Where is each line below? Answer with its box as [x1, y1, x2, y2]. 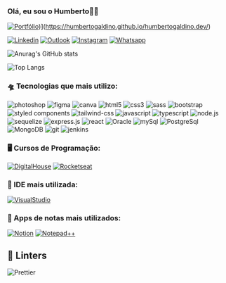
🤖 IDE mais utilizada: [7, 180, 79, 189]
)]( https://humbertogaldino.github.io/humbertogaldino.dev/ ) [38, 23, 211, 31]
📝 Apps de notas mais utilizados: [7, 213, 121, 222]
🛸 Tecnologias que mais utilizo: [7, 81, 118, 91]
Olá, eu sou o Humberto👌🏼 [7, 6, 100, 16]
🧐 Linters [7, 249, 47, 261]
